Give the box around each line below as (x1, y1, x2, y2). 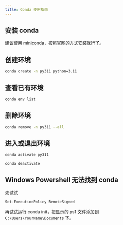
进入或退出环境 (5, 139, 50, 147)
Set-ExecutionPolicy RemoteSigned (5, 199, 75, 204)
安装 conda (5, 26, 39, 35)
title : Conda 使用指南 (5, 7, 48, 12)
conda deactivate (5, 161, 40, 166)
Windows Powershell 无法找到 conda (5, 176, 119, 184)
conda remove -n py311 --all (5, 124, 64, 129)
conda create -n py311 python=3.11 (5, 69, 77, 74)
